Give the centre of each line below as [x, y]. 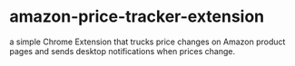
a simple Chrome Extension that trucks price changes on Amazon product [147, 42]
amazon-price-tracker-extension [137, 17]
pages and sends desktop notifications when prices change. [123, 51]
